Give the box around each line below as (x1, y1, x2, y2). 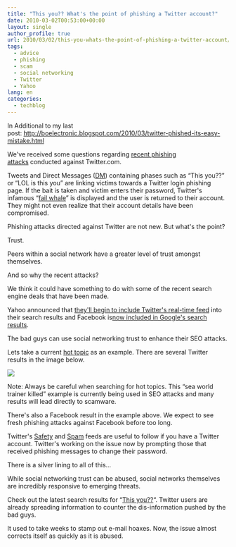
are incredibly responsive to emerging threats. (7, 481, 141, 490)
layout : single (7, 23, 52, 30)
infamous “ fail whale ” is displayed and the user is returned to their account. (7, 193, 225, 202)
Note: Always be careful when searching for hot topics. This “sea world (7, 382, 214, 391)
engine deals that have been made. (7, 292, 110, 300)
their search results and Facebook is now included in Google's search (7, 313, 207, 321)
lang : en (7, 89, 33, 96)
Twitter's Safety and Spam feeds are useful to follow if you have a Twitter (7, 431, 220, 441)
